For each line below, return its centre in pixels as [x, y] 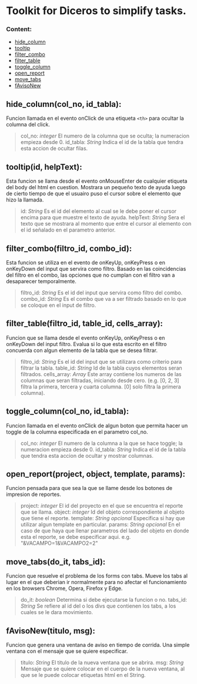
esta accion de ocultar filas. [54, 149]
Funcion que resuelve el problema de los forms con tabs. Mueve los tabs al [97, 576]
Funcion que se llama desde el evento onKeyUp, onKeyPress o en [86, 338]
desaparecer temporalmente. [41, 281]
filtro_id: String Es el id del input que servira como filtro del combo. [101, 293]
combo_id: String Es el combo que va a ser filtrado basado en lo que [103, 299]
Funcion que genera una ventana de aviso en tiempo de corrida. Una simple [98, 645]
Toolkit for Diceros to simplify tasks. [96, 11]
